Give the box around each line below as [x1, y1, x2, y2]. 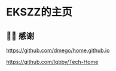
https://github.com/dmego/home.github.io [6, 47, 110, 54]
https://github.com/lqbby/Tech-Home [6, 59, 99, 65]
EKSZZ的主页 [6, 5, 73, 19]
